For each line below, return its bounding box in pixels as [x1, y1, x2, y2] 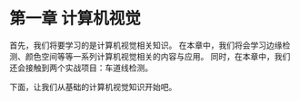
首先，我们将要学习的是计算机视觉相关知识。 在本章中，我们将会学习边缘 [9, 40, 283, 50]
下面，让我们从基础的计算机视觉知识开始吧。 [9, 81, 177, 92]
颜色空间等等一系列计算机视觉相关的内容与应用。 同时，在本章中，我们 [25, 50, 291, 61]
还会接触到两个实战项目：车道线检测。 [9, 62, 153, 73]
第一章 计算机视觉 [9, 8, 141, 29]
